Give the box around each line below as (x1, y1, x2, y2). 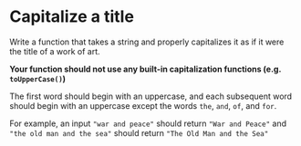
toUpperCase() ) (9, 73, 67, 83)
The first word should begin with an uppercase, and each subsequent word (9, 91, 293, 102)
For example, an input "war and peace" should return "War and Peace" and (9, 118, 287, 129)
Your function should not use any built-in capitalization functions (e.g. (9, 63, 282, 74)
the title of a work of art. (9, 45, 100, 56)
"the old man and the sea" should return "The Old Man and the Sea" (9, 127, 269, 138)
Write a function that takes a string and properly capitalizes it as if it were (9, 36, 285, 47)
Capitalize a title (9, 6, 135, 27)
